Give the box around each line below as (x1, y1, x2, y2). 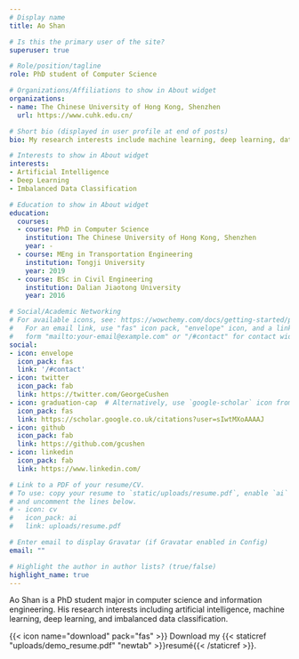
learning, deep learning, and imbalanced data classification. (9, 614, 229, 624)
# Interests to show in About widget (9, 151, 149, 160)
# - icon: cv (9, 505, 58, 514)
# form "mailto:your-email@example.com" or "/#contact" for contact (9, 332, 277, 341)
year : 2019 (25, 266, 66, 276)
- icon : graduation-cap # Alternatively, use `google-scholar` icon (9, 398, 273, 407)
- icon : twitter (9, 374, 69, 382)
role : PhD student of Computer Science (9, 70, 158, 79)
